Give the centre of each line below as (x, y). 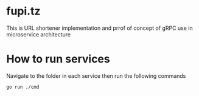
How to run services (58, 59)
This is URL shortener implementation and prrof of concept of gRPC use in (100, 28)
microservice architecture (39, 34)
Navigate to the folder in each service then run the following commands (96, 76)
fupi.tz (23, 11)
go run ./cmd (23, 87)
